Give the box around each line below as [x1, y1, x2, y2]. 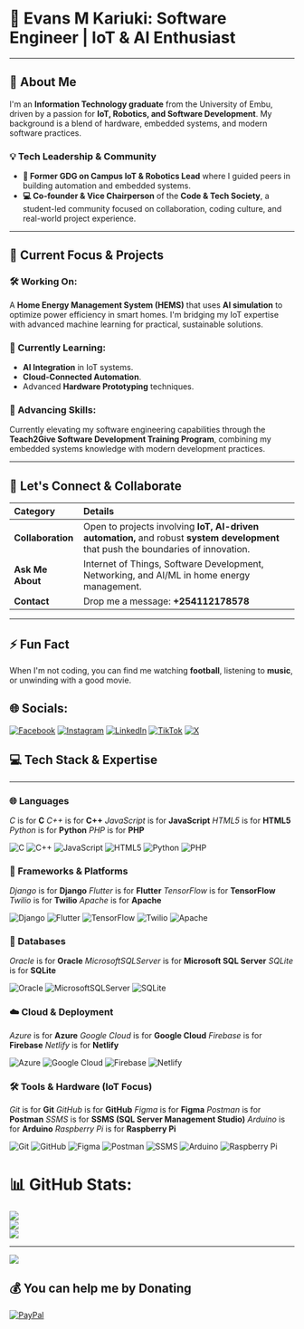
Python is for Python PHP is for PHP [9, 824, 145, 836]
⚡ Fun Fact [9, 636, 70, 652]
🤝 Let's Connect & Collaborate [9, 478, 183, 493]
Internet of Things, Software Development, [82, 558, 264, 570]
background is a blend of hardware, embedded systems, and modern [9, 118, 268, 129]
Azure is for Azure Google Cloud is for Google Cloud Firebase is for [9, 1029, 262, 1040]
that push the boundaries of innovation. [82, 543, 251, 556]
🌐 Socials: [9, 701, 69, 716]
